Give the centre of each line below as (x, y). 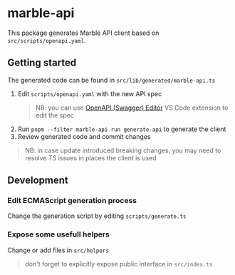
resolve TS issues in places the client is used (90, 157)
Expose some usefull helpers (59, 234)
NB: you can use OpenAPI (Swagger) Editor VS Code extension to (132, 108)
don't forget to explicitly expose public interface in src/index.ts (119, 264)
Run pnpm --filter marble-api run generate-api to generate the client (122, 129)
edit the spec (55, 115)
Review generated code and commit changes (84, 136)
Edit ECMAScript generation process (72, 201)
